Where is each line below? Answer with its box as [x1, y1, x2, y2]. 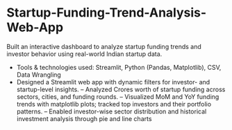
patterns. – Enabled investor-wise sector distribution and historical [16, 107, 207, 115]
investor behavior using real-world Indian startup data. [6, 50, 163, 58]
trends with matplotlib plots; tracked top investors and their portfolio [16, 100, 212, 108]
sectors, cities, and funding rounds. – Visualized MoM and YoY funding [16, 92, 219, 101]
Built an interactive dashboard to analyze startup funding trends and [6, 42, 202, 50]
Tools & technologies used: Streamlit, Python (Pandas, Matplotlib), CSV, [16, 63, 222, 71]
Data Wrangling [16, 71, 62, 79]
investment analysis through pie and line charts [16, 114, 152, 122]
